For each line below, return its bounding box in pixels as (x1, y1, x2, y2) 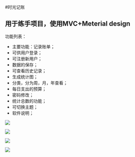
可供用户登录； (12, 50, 42, 56)
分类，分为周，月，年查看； (12, 80, 68, 86)
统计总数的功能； (12, 98, 47, 104)
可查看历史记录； (12, 68, 47, 73)
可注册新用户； (12, 56, 42, 61)
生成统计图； (12, 74, 38, 80)
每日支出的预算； (12, 86, 47, 92)
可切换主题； (12, 104, 38, 110)
